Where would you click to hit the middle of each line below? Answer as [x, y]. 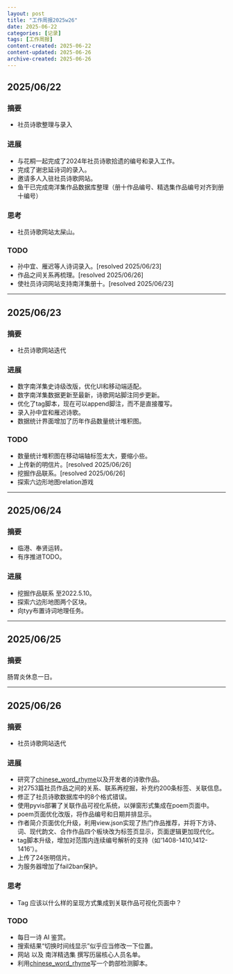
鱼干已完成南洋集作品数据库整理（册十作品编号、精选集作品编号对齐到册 [120, 187]
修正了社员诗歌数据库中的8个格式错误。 [74, 797]
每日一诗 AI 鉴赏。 [43, 937]
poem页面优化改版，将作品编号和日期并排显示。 [86, 814]
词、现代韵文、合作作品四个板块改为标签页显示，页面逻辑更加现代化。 [118, 831]
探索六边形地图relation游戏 [55, 481]
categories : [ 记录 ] [34, 33]
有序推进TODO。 [41, 557]
